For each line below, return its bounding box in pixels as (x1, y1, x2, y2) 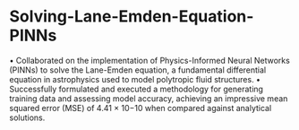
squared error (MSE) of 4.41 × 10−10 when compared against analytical (9, 102, 272, 113)
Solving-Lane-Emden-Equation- (9, 6, 254, 27)
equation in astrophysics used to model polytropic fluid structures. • (9, 74, 261, 84)
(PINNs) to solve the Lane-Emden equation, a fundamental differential (9, 65, 267, 75)
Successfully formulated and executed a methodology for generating (9, 83, 264, 94)
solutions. (9, 112, 46, 123)
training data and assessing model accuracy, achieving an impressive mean (9, 92, 288, 104)
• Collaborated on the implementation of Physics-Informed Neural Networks (9, 55, 291, 65)
